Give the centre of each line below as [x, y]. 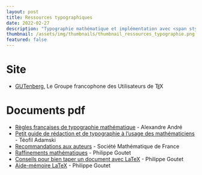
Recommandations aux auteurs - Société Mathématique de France [97, 146]
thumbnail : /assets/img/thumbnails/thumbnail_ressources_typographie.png [101, 34]
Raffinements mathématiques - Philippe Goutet [73, 152]
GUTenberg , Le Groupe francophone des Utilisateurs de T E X [89, 87]
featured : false [26, 40]
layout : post [23, 12]
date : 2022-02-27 [28, 23]
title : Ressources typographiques [50, 17]
